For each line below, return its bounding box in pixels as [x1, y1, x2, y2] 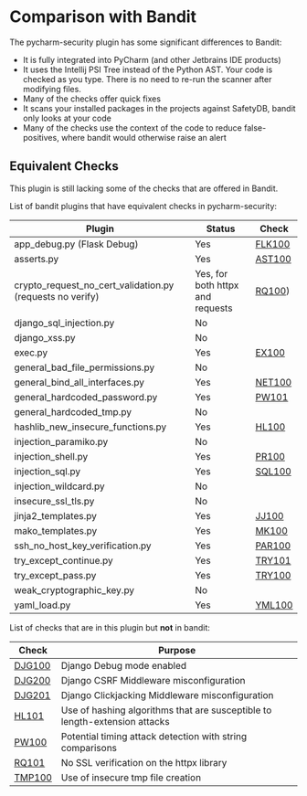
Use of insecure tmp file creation [60, 770, 202, 783]
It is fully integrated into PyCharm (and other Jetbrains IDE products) [22, 54, 281, 65]
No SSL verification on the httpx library [60, 756, 228, 769]
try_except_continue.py [14, 554, 113, 567]
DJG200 [14, 674, 51, 686]
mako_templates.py [14, 524, 98, 536]
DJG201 [14, 688, 51, 701]
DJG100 [14, 659, 51, 672]
